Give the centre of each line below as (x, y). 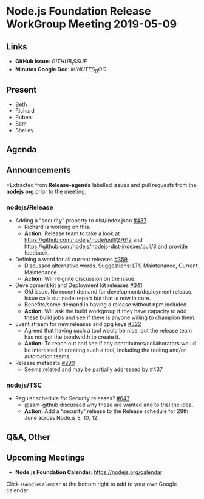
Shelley (24, 130)
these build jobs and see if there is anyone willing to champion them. (110, 317)
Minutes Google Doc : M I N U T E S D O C (60, 70)
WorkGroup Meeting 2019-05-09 (92, 24)
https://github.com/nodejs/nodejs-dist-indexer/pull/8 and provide (106, 246)
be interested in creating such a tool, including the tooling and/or (105, 350)
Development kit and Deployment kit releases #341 (79, 285)
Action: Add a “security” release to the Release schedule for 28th (106, 411)
